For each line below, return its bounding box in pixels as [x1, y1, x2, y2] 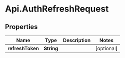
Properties [5, 23, 38, 31]
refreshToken [7, 45, 39, 52]
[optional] [95, 45, 118, 52]
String [43, 45, 58, 52]
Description [63, 37, 91, 43]
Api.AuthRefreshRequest [5, 3, 109, 14]
